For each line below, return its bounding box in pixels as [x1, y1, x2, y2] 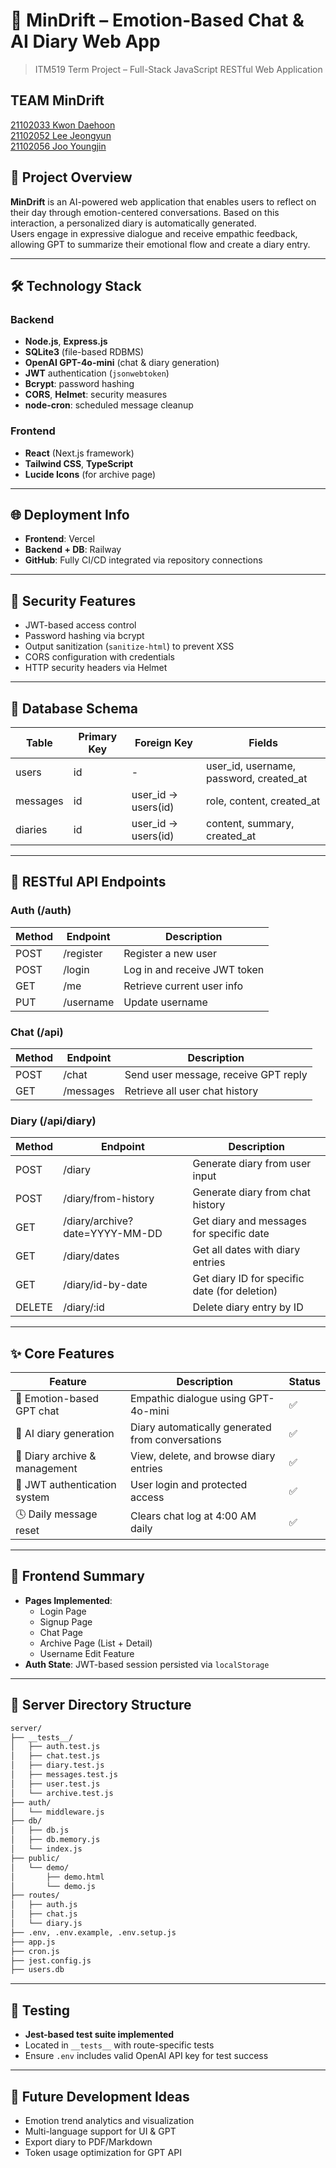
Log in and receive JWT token [123, 962, 265, 976]
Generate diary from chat [192, 1185, 311, 1199]
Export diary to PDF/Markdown [24, 2135, 153, 2148]
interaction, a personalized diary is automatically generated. [10, 217, 257, 229]
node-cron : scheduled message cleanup [24, 399, 194, 411]
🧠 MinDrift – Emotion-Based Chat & [10, 9, 305, 32]
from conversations [129, 1433, 222, 1447]
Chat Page [39, 1626, 84, 1638]
